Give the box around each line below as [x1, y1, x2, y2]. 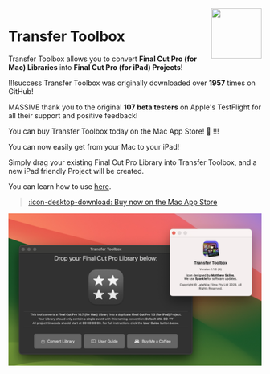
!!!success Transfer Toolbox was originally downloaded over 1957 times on [8, 78, 256, 88]
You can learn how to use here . [8, 181, 112, 191]
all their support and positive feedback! [8, 110, 138, 120]
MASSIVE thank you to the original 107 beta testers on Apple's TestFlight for [8, 102, 261, 112]
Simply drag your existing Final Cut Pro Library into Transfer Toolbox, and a [8, 157, 257, 167]
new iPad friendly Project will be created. [8, 166, 145, 175]
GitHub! [8, 86, 34, 96]
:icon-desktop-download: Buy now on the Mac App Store [27, 197, 218, 207]
